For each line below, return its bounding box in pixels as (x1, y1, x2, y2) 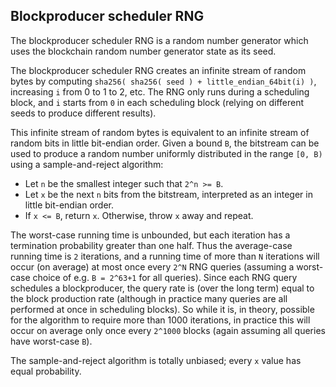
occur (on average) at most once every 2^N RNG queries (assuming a (10, 260, 295, 273)
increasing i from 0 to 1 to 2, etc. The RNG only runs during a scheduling (10, 85, 310, 98)
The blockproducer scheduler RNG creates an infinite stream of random (10, 64, 307, 76)
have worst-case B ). (10, 335, 93, 347)
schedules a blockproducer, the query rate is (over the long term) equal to (10, 282, 315, 294)
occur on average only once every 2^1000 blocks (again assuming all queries (10, 324, 326, 336)
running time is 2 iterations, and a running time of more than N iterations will (10, 250, 320, 262)
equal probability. (10, 365, 82, 377)
